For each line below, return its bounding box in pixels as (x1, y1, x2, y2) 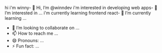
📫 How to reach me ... (11, 30, 58, 36)
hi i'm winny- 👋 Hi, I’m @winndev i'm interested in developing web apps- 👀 (4, 5, 158, 10)
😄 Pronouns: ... (11, 38, 44, 43)
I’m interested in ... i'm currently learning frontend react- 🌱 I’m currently (4, 10, 152, 16)
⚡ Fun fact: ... (11, 43, 39, 49)
